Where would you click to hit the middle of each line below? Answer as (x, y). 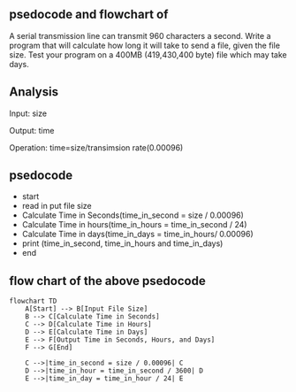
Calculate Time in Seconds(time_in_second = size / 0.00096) (133, 215)
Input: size (28, 113)
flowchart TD (33, 301)
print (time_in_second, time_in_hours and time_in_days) (122, 243)
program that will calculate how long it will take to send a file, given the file (145, 45)
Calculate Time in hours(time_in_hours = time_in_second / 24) (134, 225)
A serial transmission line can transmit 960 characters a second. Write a (140, 35)
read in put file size (57, 206)
